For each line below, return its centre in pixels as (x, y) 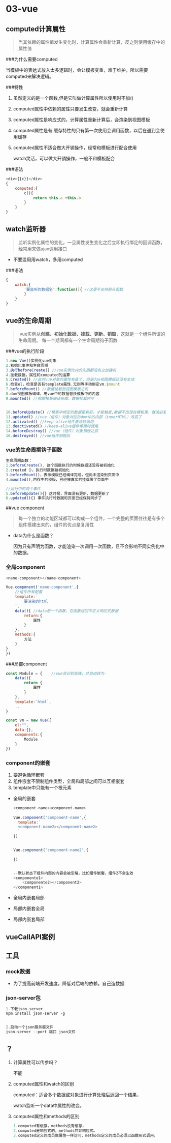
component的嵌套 (28, 763)
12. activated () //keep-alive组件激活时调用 (50, 422)
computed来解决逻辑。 (30, 76)
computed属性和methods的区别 (46, 1116)
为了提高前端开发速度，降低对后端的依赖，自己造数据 (69, 984)
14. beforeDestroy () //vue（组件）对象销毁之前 (52, 431)
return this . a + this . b (57, 198)
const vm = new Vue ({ (29, 720)
